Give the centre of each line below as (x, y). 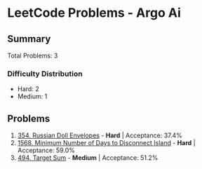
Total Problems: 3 (33, 55)
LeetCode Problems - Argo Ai (94, 13)
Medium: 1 (32, 97)
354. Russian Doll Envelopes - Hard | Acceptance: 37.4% (100, 135)
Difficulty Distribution (45, 74)
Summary (29, 39)
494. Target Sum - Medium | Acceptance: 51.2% (88, 158)
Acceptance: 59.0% (46, 150)
